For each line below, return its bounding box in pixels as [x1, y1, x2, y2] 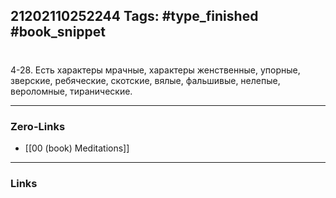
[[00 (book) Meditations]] [24, 142, 130, 154]
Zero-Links [10, 119, 66, 133]
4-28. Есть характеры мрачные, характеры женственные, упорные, [10, 64, 301, 76]
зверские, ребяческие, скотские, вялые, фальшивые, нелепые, [10, 74, 281, 86]
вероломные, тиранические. [10, 85, 133, 97]
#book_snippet [10, 24, 107, 41]
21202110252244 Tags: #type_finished [10, 8, 259, 25]
